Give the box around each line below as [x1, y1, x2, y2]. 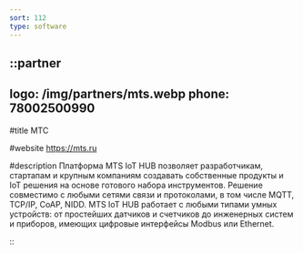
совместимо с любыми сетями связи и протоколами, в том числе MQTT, [9, 188, 295, 200]
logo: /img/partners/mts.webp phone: [9, 86, 230, 102]
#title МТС [9, 125, 49, 136]
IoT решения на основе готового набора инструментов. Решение [9, 179, 264, 190]
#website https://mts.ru [9, 142, 97, 153]
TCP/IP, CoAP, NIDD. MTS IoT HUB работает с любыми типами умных [9, 198, 278, 209]
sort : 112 [9, 13, 47, 23]
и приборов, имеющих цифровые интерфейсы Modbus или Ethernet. [9, 218, 275, 229]
